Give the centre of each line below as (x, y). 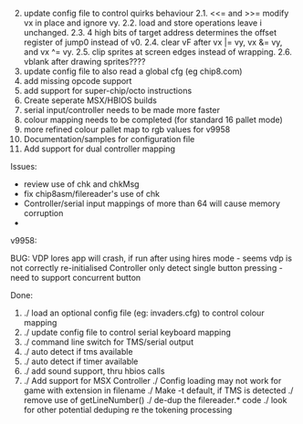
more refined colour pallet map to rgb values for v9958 (127, 129)
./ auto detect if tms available (78, 352)
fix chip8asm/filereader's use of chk (92, 194)
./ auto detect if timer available (81, 361)
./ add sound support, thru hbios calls (94, 371)
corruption (43, 213)
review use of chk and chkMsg (81, 184)
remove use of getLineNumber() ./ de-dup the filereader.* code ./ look (155, 400)
